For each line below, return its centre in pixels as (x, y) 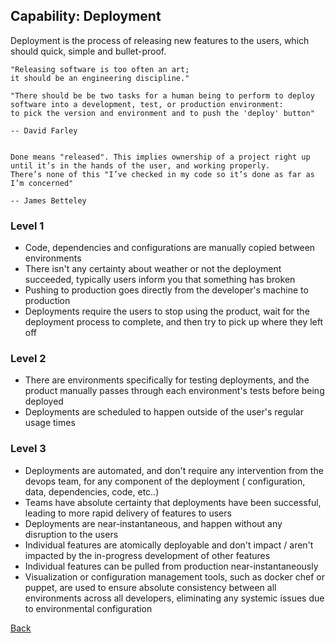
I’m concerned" (42, 183)
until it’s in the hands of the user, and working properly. (140, 165)
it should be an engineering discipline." (100, 78)
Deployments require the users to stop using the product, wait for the (167, 311)
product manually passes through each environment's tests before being (174, 391)
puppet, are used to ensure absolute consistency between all (150, 587)
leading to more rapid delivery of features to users (128, 513)
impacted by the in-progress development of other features (147, 555)
